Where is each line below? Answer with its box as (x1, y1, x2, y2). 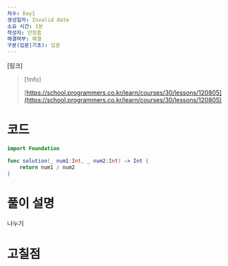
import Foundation (7, 145, 60, 152)
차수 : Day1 (7, 10, 36, 17)
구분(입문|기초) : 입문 (7, 42, 60, 49)
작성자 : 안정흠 (7, 29, 42, 36)
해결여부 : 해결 (7, 36, 42, 43)
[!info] (23, 75, 41, 83)
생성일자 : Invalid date (7, 16, 70, 23)
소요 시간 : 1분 (7, 23, 43, 29)
